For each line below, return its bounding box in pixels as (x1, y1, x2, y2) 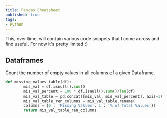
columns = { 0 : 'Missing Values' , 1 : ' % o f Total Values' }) (23, 103, 156, 108)
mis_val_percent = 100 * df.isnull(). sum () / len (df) (23, 89, 136, 94)
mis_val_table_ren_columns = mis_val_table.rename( (23, 98, 136, 104)
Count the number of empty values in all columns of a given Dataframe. (5, 69, 155, 76)
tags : (5, 17, 17, 22)
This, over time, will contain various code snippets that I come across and (5, 36, 159, 42)
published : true (5, 12, 40, 17)
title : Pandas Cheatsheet (5, 7, 60, 13)
